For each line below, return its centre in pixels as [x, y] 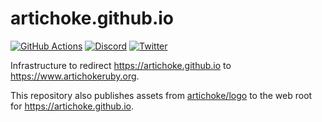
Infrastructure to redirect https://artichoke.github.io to [121, 65]
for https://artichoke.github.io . [72, 106]
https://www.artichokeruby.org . [75, 76]
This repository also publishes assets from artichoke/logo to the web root [161, 95]
